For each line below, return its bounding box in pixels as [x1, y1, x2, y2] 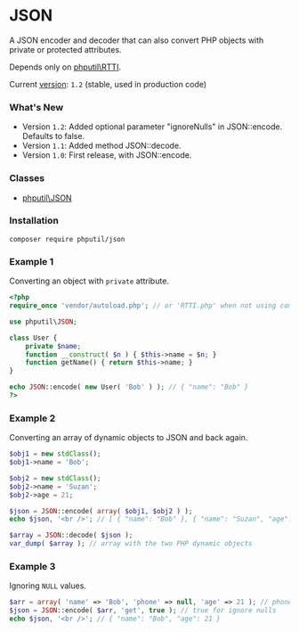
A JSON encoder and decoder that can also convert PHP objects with [9, 35, 264, 45]
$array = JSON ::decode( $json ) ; [9, 531, 133, 540]
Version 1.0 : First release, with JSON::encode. [21, 150, 192, 160]
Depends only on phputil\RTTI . [9, 62, 122, 72]
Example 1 [9, 255, 54, 267]
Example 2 [9, 412, 56, 424]
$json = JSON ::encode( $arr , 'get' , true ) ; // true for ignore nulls [9, 606, 277, 615]
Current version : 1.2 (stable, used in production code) [9, 78, 207, 89]
